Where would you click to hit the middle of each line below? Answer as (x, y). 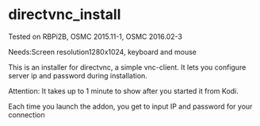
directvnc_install (65, 15)
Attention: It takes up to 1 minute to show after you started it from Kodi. (124, 91)
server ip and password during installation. (78, 75)
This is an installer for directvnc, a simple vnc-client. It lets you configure (127, 67)
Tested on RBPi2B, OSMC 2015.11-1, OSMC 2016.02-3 (95, 36)
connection (27, 115)
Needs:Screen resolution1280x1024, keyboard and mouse (102, 52)
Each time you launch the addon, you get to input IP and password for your (130, 106)
